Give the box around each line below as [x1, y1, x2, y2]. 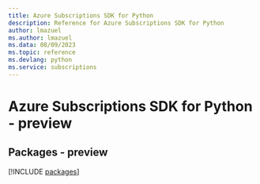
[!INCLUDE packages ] [8, 167, 80, 176]
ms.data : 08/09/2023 [8, 41, 77, 49]
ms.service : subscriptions [8, 63, 97, 71]
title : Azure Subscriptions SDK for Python [8, 11, 154, 20]
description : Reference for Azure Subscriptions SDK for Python [8, 19, 224, 27]
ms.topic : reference [8, 48, 77, 56]
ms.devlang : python [8, 56, 73, 64]
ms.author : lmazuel [8, 33, 73, 42]
